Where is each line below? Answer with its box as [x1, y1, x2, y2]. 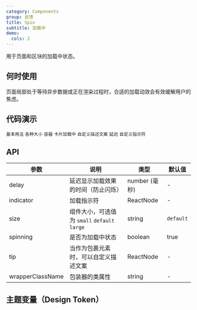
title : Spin [6, 19, 35, 25]
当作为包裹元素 [69, 244, 111, 253]
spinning [9, 233, 33, 241]
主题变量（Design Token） [6, 294, 104, 305]
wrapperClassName [9, 272, 64, 281]
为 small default [69, 216, 115, 224]
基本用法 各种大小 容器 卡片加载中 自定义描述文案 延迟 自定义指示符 [6, 131, 146, 137]
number [127, 177, 149, 185]
